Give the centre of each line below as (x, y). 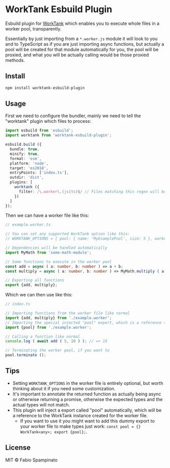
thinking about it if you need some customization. (64, 388)
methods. (15, 60)
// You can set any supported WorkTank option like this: (68, 234)
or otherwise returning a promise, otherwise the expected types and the (88, 399)
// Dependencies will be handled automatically (56, 248)
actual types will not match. (41, 405)
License (18, 448)
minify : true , (25, 154)
